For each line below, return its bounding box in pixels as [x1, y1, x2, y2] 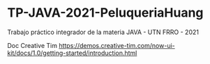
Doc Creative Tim [7, 41, 58, 49]
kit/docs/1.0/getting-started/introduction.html [7, 49, 137, 57]
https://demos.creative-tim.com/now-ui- [59, 41, 176, 49]
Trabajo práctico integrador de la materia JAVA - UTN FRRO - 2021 [7, 28, 199, 36]
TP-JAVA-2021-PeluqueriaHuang [7, 5, 204, 21]
